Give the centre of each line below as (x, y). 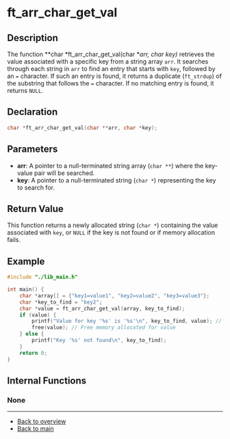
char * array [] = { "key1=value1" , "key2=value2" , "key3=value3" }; (115, 295)
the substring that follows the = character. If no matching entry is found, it (111, 83)
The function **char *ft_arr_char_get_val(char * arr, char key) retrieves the (111, 54)
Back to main (35, 429)
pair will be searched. (64, 173)
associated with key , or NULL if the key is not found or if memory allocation (111, 232)
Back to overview (41, 421)
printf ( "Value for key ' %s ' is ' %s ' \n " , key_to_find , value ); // (127, 321)
